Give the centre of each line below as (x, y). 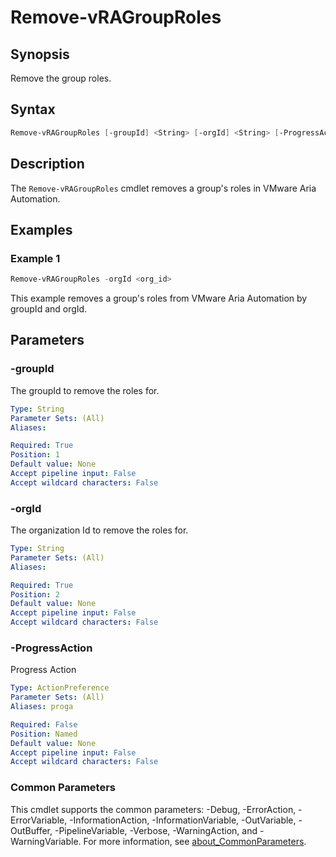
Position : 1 (35, 455)
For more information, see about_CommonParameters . (195, 841)
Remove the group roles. (61, 78)
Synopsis (40, 54)
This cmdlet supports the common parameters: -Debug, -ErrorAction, (153, 809)
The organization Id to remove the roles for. (99, 530)
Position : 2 (35, 594)
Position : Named (44, 734)
